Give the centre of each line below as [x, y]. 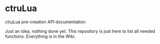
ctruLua [21, 8]
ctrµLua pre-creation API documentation [45, 22]
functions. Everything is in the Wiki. [40, 36]
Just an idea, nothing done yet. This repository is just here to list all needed [80, 31]
